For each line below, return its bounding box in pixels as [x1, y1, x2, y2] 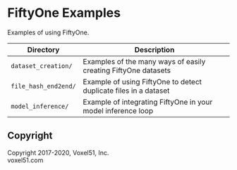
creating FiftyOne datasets [83, 65, 171, 75]
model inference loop [83, 105, 154, 115]
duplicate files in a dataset [83, 86, 170, 96]
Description [134, 44, 175, 54]
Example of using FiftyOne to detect [83, 77, 202, 86]
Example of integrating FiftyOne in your [83, 97, 213, 107]
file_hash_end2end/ [11, 82, 76, 90]
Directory [27, 44, 60, 54]
